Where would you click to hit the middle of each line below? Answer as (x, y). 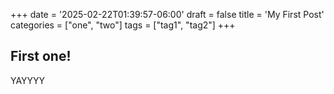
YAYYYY (28, 80)
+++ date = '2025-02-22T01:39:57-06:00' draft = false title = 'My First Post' (167, 14)
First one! (41, 56)
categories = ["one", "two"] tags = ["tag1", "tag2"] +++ (123, 25)
